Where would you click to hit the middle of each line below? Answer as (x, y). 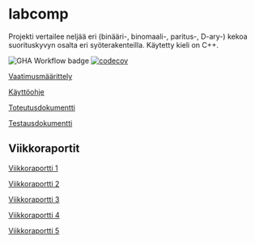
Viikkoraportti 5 (34, 230)
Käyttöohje (26, 92)
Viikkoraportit (44, 149)
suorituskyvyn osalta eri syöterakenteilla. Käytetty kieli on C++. (114, 44)
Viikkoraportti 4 (34, 215)
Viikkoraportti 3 (34, 199)
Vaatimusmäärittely (40, 76)
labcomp (38, 14)
